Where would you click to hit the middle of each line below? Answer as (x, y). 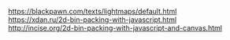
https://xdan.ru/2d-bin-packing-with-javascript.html (93, 20)
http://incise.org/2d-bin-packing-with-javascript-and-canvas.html (115, 28)
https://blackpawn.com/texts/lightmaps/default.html (93, 11)
